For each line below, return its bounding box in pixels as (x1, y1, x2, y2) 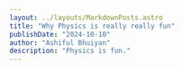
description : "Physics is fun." (9, 47, 131, 56)
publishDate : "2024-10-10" (9, 30, 111, 39)
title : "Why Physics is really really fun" (9, 22, 176, 30)
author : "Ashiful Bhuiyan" (9, 38, 111, 47)
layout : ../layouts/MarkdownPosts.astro (9, 13, 164, 22)
